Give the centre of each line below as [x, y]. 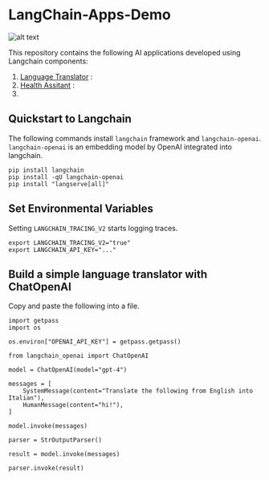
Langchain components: [48, 61]
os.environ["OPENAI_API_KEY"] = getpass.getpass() [95, 342]
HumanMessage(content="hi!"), [73, 405]
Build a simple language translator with [108, 274]
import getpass [34, 321]
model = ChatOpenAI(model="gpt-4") [68, 370]
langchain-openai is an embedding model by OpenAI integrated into [120, 147]
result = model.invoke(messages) [64, 454]
